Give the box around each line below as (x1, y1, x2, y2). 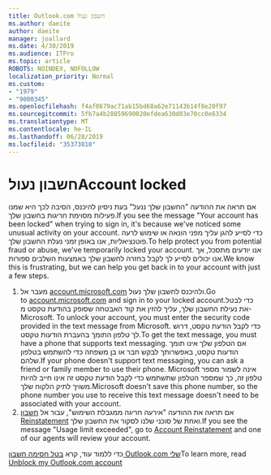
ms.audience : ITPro (8, 50, 75, 58)
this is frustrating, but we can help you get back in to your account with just (8, 262, 261, 272)
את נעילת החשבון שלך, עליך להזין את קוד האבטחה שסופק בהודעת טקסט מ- (19, 304, 252, 313)
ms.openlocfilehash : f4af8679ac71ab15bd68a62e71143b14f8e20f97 (8, 102, 227, 110)
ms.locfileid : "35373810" (8, 140, 96, 149)
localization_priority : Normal (8, 72, 114, 80)
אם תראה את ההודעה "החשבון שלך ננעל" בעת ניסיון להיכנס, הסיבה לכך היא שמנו (8, 202, 256, 212)
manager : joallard (8, 34, 71, 43)
